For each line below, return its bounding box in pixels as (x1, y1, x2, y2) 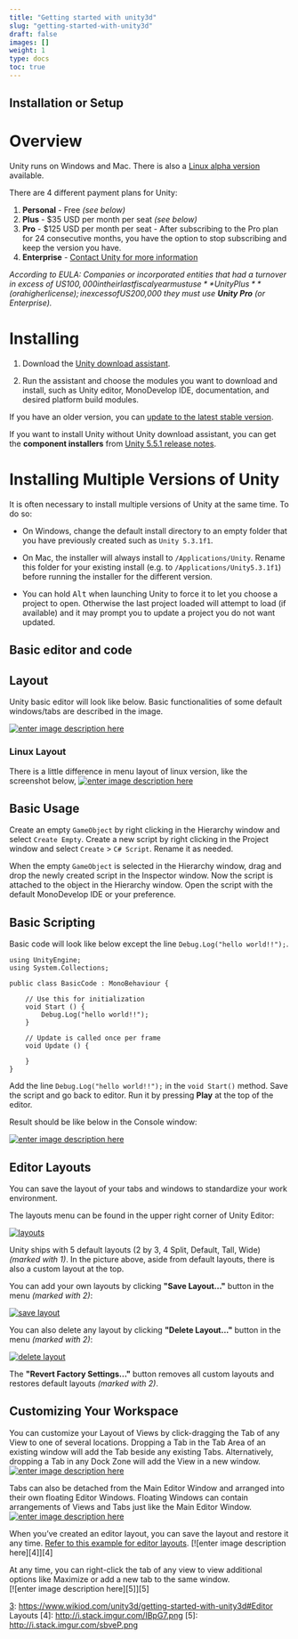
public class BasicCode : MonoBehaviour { (9, 979, 169, 988)
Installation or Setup (9, 95, 125, 111)
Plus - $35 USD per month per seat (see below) (21, 215, 197, 225)
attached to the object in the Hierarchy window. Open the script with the (9, 880, 274, 890)
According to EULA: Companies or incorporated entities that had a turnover (9, 269, 287, 280)
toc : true (9, 63, 46, 72)
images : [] (9, 37, 50, 47)
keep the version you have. (21, 242, 122, 254)
